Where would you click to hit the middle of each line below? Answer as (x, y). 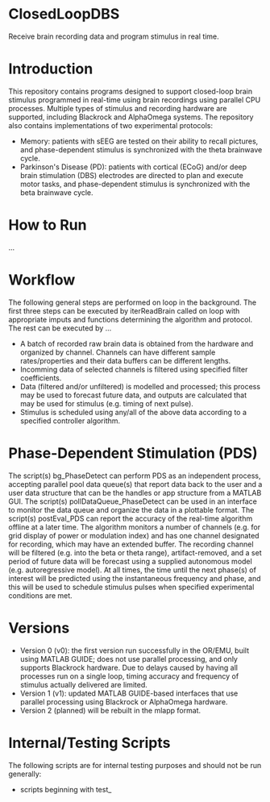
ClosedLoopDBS (64, 14)
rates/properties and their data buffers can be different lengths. (125, 360)
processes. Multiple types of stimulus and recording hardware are (118, 108)
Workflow (42, 280)
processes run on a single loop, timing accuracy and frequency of (129, 676)
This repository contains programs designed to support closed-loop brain (131, 91)
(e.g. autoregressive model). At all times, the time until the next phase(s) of (132, 570)
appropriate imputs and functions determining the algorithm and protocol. (131, 319)
